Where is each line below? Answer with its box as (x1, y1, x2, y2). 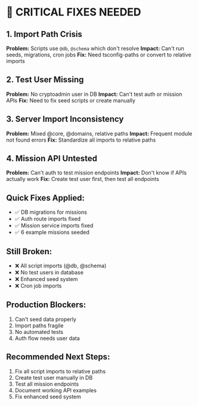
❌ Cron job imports (14, 282, 62, 289)
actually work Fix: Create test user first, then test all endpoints (6, 176, 159, 183)
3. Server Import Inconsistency (6, 114, 124, 124)
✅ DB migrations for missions (14, 208, 88, 216)
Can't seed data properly (14, 316, 76, 323)
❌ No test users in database (14, 269, 83, 276)
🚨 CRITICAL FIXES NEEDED (6, 5, 141, 19)
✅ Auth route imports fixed (14, 216, 81, 223)
